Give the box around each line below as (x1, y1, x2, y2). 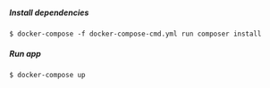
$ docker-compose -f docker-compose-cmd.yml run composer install (9, 29, 262, 38)
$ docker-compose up (9, 70, 87, 79)
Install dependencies (9, 7, 89, 18)
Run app (9, 48, 42, 59)
